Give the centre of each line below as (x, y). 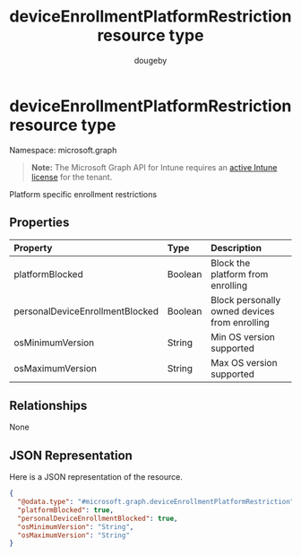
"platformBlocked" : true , (66, 510)
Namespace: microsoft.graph (63, 150)
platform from (239, 274)
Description (236, 248)
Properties (39, 223)
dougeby (150, 60)
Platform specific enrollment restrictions (83, 194)
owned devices (242, 311)
